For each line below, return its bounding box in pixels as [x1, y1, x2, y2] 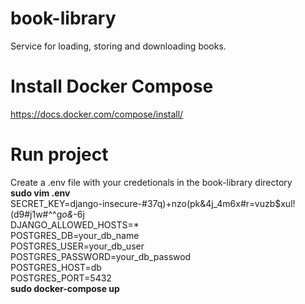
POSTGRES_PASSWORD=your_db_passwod [10, 250, 192, 262]
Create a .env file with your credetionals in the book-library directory [10, 176, 293, 188]
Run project [10, 143, 109, 166]
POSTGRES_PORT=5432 [10, 272, 112, 284]
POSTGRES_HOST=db [10, 261, 102, 273]
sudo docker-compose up [10, 282, 120, 294]
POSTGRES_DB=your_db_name [10, 229, 140, 241]
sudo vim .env [10, 187, 71, 199]
